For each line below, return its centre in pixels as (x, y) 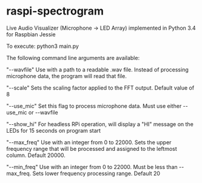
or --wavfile (43, 112)
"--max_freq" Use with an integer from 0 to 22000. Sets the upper (89, 142)
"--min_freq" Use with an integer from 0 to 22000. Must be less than (92, 167)
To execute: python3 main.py (42, 46)
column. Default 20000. (36, 155)
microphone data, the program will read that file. (67, 76)
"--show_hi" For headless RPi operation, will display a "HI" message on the (100, 124)
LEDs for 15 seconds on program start (54, 130)
